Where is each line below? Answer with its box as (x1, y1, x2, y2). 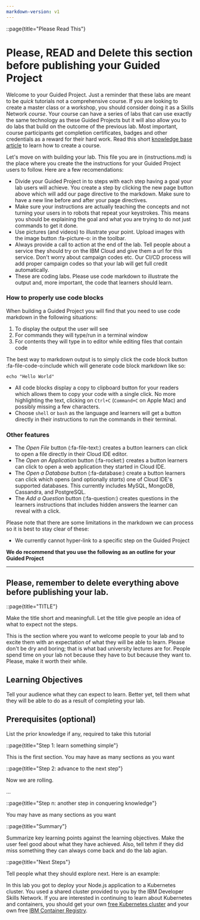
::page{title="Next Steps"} (6, 858, 71, 865)
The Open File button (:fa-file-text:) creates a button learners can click (14, 444, 188, 451)
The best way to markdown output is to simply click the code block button (6, 355, 188, 363)
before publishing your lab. (6, 587, 109, 597)
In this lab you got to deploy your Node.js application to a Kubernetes (6, 881, 176, 888)
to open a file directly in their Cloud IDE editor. (14, 451, 128, 458)
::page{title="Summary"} (6, 822, 67, 829)
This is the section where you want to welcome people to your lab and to (6, 632, 185, 639)
